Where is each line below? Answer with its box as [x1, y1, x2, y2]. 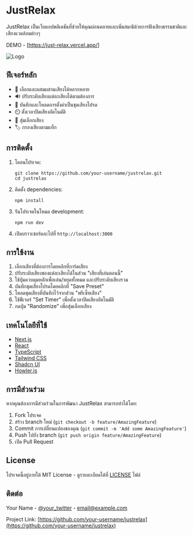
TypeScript [14, 348, 42, 355]
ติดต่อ [6, 488, 23, 498]
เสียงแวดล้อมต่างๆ [6, 29, 40, 37]
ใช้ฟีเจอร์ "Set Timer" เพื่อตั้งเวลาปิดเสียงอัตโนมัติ [14, 296, 114, 303]
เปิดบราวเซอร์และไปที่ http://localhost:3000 [14, 230, 113, 237]
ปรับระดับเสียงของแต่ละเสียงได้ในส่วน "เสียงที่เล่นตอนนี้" [14, 269, 123, 277]
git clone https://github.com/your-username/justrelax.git [14, 170, 162, 176]
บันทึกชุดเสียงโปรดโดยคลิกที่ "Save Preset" [14, 283, 104, 290]
